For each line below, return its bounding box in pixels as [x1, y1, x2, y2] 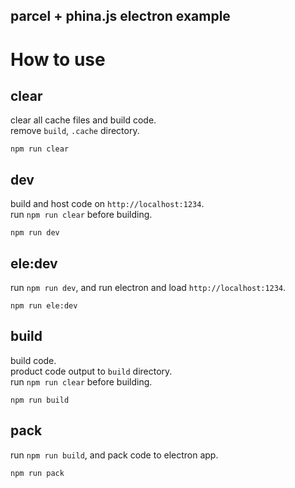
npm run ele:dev [10, 301, 78, 311]
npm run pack [10, 468, 65, 478]
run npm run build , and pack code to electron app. [10, 449, 219, 461]
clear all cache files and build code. [10, 114, 157, 126]
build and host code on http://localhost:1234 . [10, 198, 205, 210]
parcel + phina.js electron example [10, 8, 231, 25]
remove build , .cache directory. [10, 125, 140, 137]
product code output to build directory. [10, 365, 173, 377]
